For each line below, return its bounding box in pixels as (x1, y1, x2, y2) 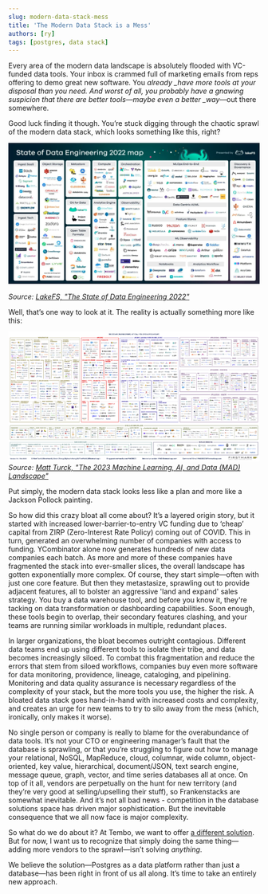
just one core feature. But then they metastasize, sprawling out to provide (8, 578, 250, 587)
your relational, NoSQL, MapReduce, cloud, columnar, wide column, (8, 753, 231, 763)
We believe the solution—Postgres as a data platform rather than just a (8, 860, 241, 869)
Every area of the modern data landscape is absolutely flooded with (8, 61, 231, 71)
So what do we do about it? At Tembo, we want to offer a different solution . (8, 827, 255, 837)
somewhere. (8, 104, 49, 113)
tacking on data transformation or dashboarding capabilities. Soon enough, (8, 603, 255, 613)
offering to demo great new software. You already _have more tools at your (8, 78, 256, 88)
